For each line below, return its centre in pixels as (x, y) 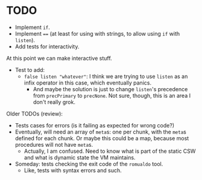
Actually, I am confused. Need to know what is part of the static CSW (110, 151)
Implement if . (32, 27)
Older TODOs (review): (35, 114)
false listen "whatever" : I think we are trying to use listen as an (106, 76)
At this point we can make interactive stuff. (59, 58)
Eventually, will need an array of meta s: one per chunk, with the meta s (101, 132)
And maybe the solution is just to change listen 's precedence (110, 89)
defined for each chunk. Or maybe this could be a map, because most (102, 138)
